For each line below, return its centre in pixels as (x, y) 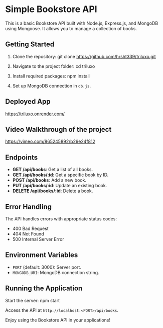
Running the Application (44, 289)
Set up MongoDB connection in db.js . (52, 86)
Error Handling (28, 207)
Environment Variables (42, 255)
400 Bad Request (30, 228)
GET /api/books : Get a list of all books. (53, 170)
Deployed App (28, 102)
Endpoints (22, 157)
